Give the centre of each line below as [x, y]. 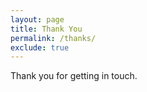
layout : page [37, 19]
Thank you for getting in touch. [74, 76]
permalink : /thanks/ [53, 38]
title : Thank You [46, 29]
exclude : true [40, 47]
